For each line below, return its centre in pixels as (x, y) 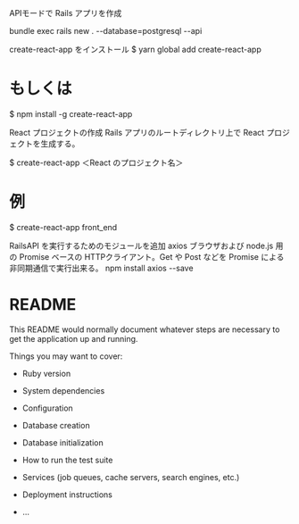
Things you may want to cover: (66, 356)
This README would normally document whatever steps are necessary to (145, 329)
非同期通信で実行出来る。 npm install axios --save (101, 268)
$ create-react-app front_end (63, 227)
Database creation (56, 425)
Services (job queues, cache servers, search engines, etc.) (131, 477)
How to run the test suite (67, 460)
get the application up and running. (74, 338)
